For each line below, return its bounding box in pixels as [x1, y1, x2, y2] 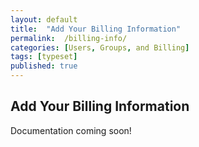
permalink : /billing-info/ [10, 33, 128, 43]
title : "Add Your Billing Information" [10, 24, 182, 34]
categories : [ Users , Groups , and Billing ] [10, 42, 190, 53]
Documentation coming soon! [10, 124, 132, 136]
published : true [10, 61, 78, 71]
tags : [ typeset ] [10, 52, 78, 62]
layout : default [10, 14, 78, 25]
